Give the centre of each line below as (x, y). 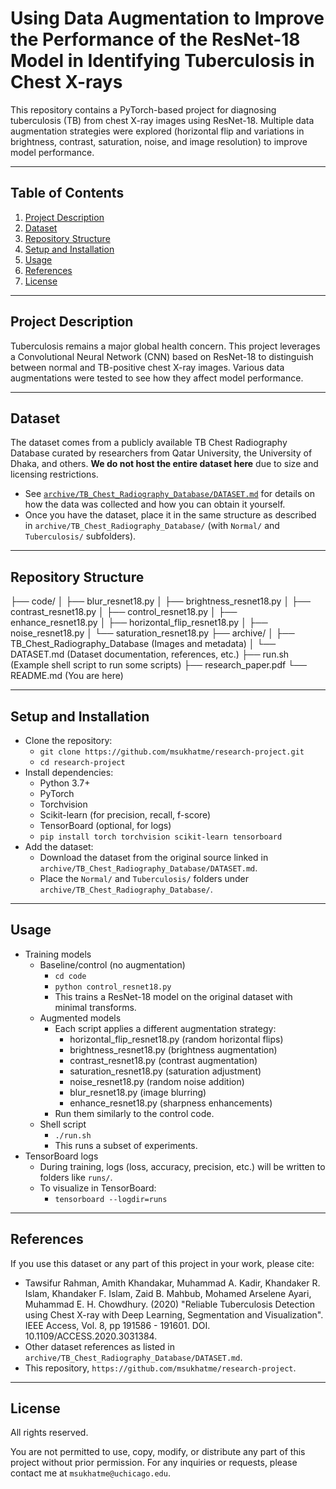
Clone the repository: (68, 740)
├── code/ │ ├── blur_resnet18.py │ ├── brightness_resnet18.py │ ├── (160, 601)
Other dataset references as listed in (99, 1346)
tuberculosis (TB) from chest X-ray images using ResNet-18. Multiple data (162, 120)
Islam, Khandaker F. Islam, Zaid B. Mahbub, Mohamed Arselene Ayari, (168, 1293)
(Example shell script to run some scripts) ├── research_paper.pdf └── (158, 665)
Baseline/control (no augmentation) (112, 964)
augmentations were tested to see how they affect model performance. (157, 378)
